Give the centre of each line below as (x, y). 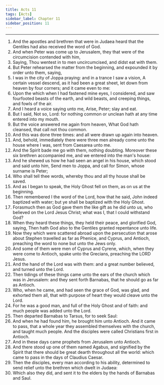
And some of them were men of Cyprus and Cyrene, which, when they (83, 249)
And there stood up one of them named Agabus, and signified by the (81, 347)
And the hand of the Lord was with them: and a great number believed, (83, 264)
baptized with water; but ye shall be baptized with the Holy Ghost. (79, 202)
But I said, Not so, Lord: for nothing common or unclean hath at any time (85, 114)
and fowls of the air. (32, 104)
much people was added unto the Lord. (52, 311)
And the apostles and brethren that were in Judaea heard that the (78, 41)
